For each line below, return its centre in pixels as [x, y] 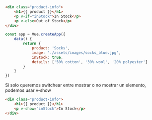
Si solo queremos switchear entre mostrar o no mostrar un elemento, [76, 85]
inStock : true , [47, 57]
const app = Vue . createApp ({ [35, 35]
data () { [23, 39]
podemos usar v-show [28, 90]
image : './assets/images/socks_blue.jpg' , [76, 53]
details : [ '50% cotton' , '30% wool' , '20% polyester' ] [90, 62]
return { [32, 44]
